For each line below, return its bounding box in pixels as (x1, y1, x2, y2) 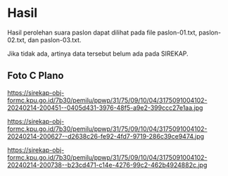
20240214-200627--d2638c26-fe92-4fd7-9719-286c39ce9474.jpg (7, 132, 205, 140)
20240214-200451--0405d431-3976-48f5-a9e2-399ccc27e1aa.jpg (7, 103, 203, 112)
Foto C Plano (7, 70, 64, 82)
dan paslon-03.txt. (27, 35, 82, 44)
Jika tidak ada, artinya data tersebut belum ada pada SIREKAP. (7, 49, 189, 58)
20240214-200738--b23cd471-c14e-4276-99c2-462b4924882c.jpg (7, 161, 208, 169)
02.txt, (7, 35, 27, 44)
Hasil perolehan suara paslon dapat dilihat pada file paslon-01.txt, (7, 28, 198, 37)
